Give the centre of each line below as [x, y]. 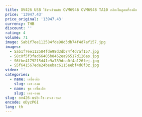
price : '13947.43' [24, 14]
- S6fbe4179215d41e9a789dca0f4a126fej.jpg [54, 61]
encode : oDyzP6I [22, 103]
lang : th [14, 107]
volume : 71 [16, 38]
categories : [17, 75]
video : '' [15, 70]
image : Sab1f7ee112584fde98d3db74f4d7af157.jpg [56, 42]
